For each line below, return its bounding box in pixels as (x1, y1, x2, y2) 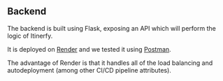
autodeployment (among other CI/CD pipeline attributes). (7, 66, 171, 74)
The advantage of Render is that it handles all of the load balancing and (7, 59, 213, 67)
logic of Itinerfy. (7, 31, 53, 40)
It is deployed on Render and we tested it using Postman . (7, 45, 171, 53)
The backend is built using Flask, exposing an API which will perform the (7, 24, 217, 32)
